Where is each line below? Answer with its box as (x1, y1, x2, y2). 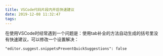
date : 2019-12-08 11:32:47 (5, 12, 61, 17)
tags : (5, 16, 16, 21)
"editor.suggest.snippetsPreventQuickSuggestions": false (5, 46, 127, 52)
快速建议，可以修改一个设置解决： (9, 36, 79, 42)
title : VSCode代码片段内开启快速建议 (5, 7, 75, 12)
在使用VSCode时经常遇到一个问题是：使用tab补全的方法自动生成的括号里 (5, 30, 154, 36)
